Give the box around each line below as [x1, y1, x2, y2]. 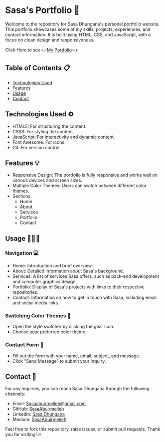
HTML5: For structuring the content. [12, 123, 87, 129]
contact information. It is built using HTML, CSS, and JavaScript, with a [5, 31, 151, 37]
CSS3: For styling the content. [12, 128, 74, 134]
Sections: [12, 193, 32, 199]
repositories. [12, 289, 38, 295]
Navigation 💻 [5, 249, 39, 256]
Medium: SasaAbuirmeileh [12, 417, 67, 423]
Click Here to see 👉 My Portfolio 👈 [5, 47, 77, 53]
